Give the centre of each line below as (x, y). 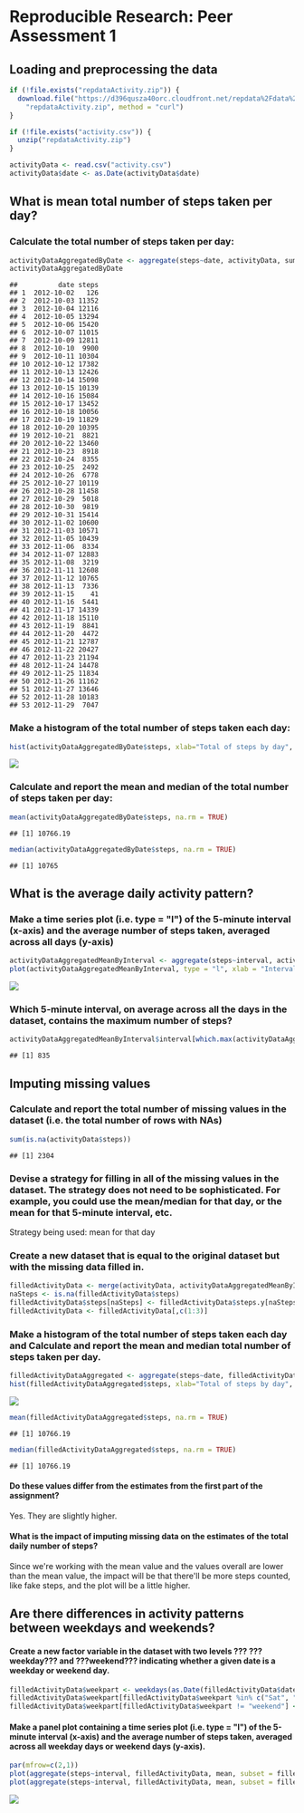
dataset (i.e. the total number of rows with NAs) (116, 1121)
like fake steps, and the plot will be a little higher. (100, 1586)
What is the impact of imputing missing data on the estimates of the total (149, 1537)
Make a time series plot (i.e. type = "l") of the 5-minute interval (150, 919)
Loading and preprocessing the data (114, 69)
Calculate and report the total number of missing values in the (148, 1109)
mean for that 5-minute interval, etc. (91, 1212)
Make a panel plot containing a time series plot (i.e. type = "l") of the (141, 1727)
